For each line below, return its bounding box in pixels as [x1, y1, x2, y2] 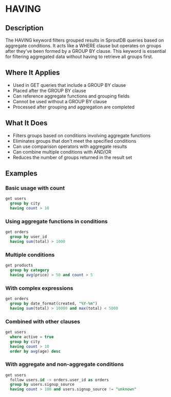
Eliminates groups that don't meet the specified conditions [12, 138, 137, 144]
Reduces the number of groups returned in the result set [12, 154, 132, 160]
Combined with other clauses [5, 318, 81, 325]
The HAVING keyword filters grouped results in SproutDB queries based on [5, 37, 164, 43]
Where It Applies [5, 68, 60, 77]
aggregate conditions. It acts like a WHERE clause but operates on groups [5, 43, 162, 49]
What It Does [5, 119, 48, 127]
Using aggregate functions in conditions [5, 218, 108, 225]
